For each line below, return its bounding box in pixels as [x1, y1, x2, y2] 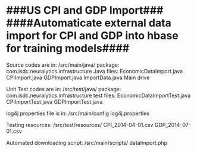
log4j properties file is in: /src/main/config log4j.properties [6, 110, 150, 117]
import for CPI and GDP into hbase [6, 29, 179, 42]
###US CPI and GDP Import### [6, 4, 164, 17]
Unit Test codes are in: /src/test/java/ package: [6, 85, 121, 92]
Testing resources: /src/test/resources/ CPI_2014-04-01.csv [6, 121, 154, 128]
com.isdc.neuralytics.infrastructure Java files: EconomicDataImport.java [6, 67, 183, 75]
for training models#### [6, 42, 130, 55]
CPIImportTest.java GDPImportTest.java [6, 98, 103, 105]
